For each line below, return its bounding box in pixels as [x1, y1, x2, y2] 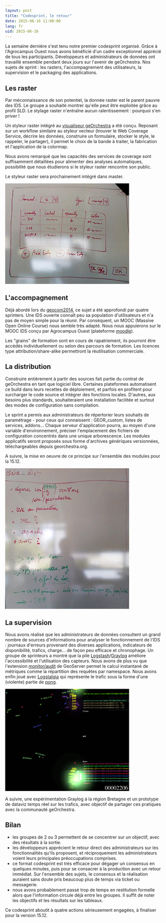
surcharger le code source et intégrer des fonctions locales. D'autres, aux [5, 391, 156, 397]
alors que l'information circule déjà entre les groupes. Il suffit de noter [12, 892, 155, 898]
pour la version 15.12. [5, 912, 48, 918]
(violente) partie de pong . [5, 679, 57, 685]
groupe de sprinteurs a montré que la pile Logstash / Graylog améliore [5, 653, 146, 659]
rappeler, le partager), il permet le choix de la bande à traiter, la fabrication [5, 138, 157, 144]
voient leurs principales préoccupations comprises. [12, 855, 117, 861]
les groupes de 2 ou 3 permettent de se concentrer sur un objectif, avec [12, 834, 160, 840]
